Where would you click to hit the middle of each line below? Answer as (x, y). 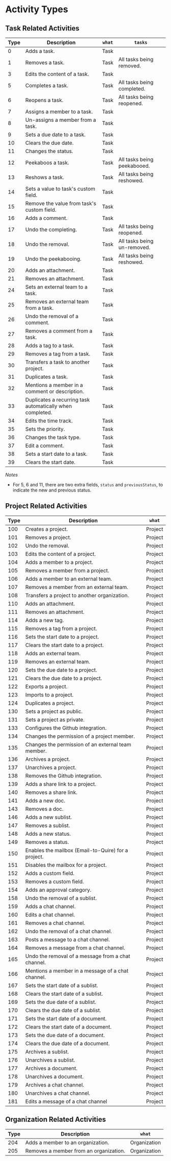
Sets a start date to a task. (56, 454)
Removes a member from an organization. (75, 1151)
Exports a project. (46, 686)
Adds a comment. (46, 218)
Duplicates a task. (47, 377)
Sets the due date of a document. (65, 1035)
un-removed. (134, 247)
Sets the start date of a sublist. (62, 985)
